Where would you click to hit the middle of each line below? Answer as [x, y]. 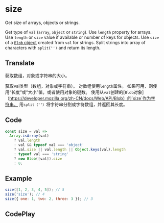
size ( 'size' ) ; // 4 [25, 195]
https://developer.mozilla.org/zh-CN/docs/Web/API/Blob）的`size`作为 [80, 98]
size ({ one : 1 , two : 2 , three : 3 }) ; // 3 [49, 199]
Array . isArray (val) [29, 136]
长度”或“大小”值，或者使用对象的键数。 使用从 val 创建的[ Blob [72, 92]
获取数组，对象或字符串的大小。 [37, 75]
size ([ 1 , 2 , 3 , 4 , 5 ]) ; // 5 [35, 190]
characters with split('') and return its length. [53, 48]
